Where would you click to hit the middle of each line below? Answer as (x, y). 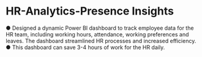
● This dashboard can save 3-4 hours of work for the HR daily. (85, 47)
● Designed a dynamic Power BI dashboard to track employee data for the (100, 28)
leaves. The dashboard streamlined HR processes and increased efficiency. (101, 41)
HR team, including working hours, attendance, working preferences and (97, 34)
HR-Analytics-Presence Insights (90, 11)
